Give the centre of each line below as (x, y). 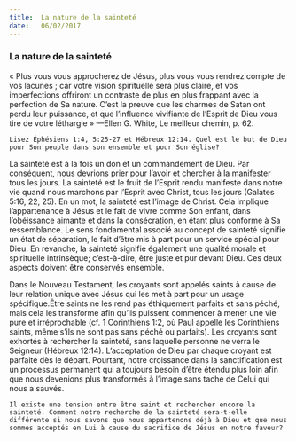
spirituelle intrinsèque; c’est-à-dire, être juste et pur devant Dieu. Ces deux (145, 257)
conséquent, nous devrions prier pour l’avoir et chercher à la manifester (140, 173)
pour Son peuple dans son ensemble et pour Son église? (114, 147)
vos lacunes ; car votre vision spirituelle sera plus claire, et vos (124, 85)
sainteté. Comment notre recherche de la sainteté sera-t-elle (129, 412)
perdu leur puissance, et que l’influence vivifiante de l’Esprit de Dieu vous (143, 114)
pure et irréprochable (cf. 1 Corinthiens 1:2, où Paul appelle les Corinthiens (144, 322)
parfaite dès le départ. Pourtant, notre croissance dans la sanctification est (146, 359)
